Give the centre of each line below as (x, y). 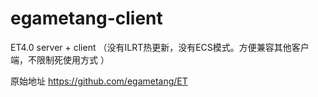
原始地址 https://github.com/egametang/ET (99, 81)
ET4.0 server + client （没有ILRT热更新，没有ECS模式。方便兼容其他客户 (160, 47)
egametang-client (86, 18)
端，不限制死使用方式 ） (60, 59)
